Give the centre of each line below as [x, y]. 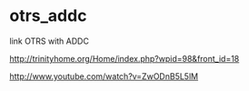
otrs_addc [48, 16]
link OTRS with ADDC [49, 41]
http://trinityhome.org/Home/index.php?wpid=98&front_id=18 [124, 58]
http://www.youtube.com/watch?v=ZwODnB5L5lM [104, 76]
